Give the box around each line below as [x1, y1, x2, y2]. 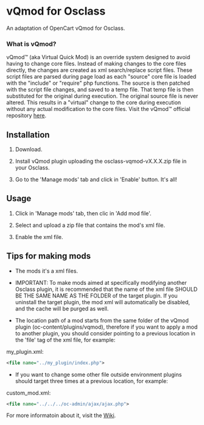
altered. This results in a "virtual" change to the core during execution [6, 99, 181, 106]
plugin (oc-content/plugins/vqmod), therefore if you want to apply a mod [15, 323, 198, 330]
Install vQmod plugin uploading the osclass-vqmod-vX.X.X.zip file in [15, 157, 187, 165]
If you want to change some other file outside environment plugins [15, 371, 182, 378]
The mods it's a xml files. [15, 267, 78, 274]
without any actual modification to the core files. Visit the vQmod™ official [6, 105, 191, 113]
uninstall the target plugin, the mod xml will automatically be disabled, [15, 298, 191, 305]
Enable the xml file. [15, 233, 63, 240]
